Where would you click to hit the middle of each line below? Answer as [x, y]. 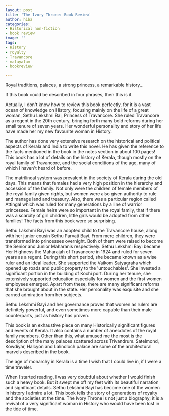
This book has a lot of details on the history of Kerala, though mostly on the [83, 158]
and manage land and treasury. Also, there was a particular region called [81, 199]
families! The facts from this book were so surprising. [61, 221]
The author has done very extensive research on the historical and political [83, 141]
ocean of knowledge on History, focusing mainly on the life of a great [77, 110]
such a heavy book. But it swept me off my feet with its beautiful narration [82, 382]
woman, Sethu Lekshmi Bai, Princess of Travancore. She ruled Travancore [82, 115]
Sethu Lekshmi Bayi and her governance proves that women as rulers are [81, 305]
